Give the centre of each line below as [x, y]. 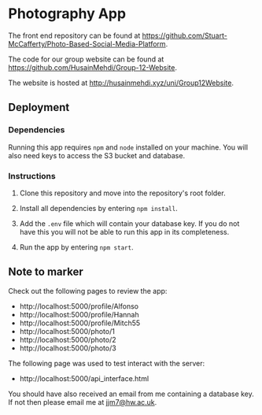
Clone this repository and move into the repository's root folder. [122, 193]
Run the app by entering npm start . [76, 247]
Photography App [67, 14]
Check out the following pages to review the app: [88, 291]
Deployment [39, 107]
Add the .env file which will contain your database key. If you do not [129, 223]
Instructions [32, 176]
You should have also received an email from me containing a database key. [131, 394]
